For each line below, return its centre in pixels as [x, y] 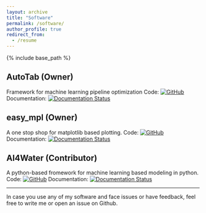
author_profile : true [34, 29]
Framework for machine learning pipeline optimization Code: [83, 92]
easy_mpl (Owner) [42, 118]
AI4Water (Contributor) [52, 158]
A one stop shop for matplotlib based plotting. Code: [73, 132]
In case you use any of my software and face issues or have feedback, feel [101, 197]
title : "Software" [30, 18]
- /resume [24, 40]
